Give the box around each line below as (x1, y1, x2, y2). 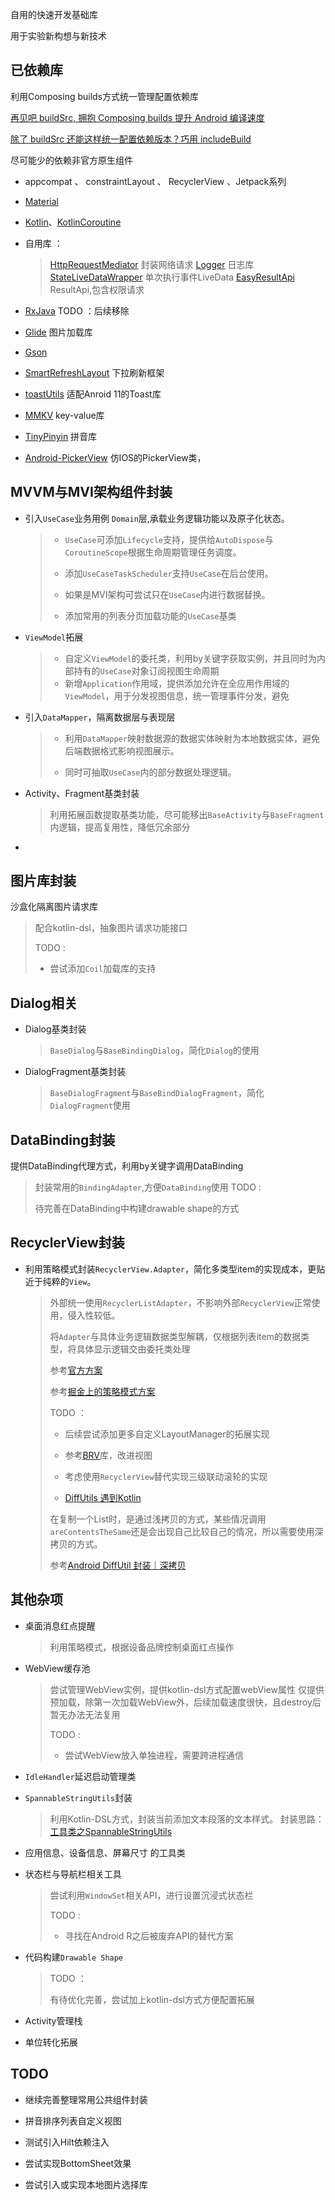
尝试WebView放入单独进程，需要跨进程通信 (64, 1749, 244, 1761)
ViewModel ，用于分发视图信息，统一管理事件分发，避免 (64, 689, 290, 702)
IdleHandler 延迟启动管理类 (24, 1770, 137, 1782)
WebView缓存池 (24, 1662, 91, 1674)
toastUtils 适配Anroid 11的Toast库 (24, 388, 162, 400)
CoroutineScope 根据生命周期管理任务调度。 (64, 546, 242, 558)
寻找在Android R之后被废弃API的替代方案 (64, 1929, 234, 1942)
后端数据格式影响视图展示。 (64, 744, 180, 757)
